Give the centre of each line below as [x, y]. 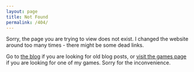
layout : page [22, 11]
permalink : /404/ [27, 22]
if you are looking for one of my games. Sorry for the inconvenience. [89, 63]
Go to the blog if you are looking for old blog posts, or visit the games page [96, 57]
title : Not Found [27, 17]
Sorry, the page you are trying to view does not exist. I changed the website [97, 39]
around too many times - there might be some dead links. [75, 45]
